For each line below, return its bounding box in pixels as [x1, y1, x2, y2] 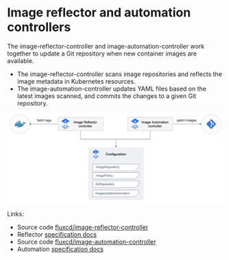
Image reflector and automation [7, 5, 191, 21]
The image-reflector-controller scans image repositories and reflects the [16, 70, 223, 78]
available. [7, 56, 34, 64]
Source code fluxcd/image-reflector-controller [16, 223, 149, 231]
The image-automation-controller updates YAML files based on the [16, 84, 207, 93]
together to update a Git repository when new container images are [7, 49, 197, 58]
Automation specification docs [16, 245, 104, 253]
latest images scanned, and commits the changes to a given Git [16, 91, 197, 100]
